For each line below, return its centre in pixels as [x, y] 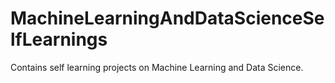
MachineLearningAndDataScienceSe [167, 18]
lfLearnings [59, 39]
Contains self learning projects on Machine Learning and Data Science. [157, 67]
